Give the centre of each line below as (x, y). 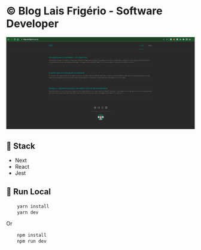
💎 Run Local (28, 192)
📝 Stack (21, 146)
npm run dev (32, 241)
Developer (32, 24)
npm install (32, 235)
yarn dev (28, 212)
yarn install (33, 206)
